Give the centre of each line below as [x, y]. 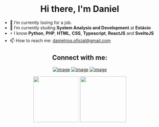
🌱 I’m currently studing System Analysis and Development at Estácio [80, 27]
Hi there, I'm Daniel [80, 9]
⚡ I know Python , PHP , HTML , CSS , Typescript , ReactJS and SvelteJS [82, 33]
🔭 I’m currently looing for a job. [41, 22]
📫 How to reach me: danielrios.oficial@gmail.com [60, 41]
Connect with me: [80, 58]
